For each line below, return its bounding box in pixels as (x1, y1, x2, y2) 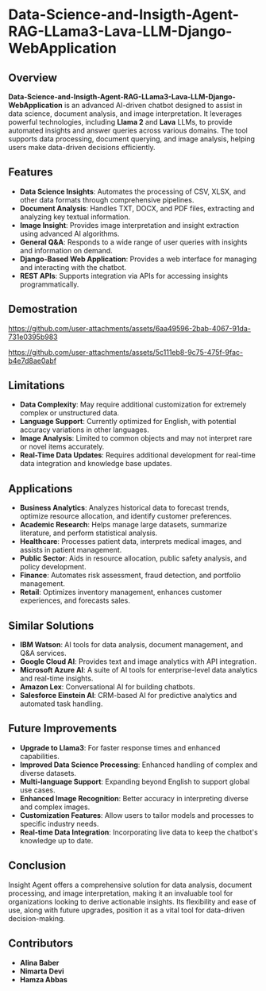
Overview (8, 71, 58, 84)
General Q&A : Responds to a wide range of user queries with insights (19, 237, 248, 247)
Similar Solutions (8, 619, 94, 632)
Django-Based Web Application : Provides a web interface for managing (19, 254, 257, 264)
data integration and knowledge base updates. (19, 459, 172, 469)
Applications (8, 482, 73, 495)
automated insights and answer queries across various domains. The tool (8, 125, 248, 135)
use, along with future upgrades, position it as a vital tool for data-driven (8, 905, 245, 915)
